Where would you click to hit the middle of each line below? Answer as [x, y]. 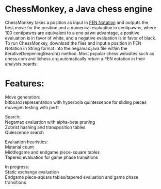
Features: [25, 84]
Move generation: [23, 97]
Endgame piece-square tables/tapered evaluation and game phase [72, 177]
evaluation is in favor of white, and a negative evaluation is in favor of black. [81, 38]
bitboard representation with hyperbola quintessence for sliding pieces [76, 102]
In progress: [17, 167]
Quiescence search [24, 132]
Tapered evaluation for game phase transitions [52, 157]
